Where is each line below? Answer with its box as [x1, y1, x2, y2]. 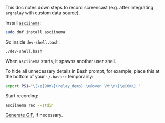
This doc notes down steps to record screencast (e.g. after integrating [5, 5, 154, 10]
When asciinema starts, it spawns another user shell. [5, 58, 116, 64]
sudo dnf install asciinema [5, 30, 66, 35]
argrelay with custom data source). [5, 10, 80, 16]
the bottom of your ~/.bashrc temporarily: [5, 73, 94, 79]
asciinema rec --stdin [5, 102, 54, 108]
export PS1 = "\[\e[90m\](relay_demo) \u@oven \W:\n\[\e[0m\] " [5, 83, 141, 89]
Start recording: [5, 92, 38, 99]
